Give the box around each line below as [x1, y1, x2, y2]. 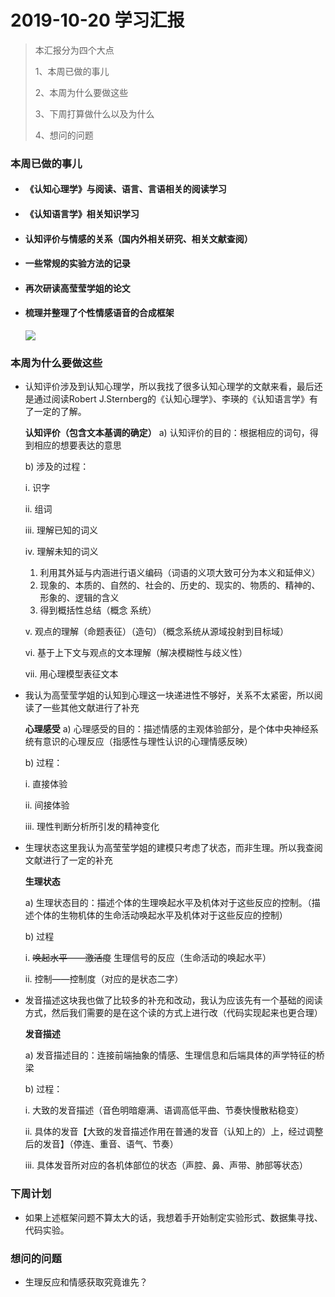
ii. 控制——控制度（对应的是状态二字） [24, 973, 184, 985]
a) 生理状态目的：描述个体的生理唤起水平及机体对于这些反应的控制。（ [24, 897, 312, 909]
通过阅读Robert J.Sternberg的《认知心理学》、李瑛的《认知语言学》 [33, 393, 310, 405]
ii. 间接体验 [24, 799, 70, 811]
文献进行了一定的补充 [24, 854, 113, 866]
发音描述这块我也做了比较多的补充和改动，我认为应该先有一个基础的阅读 [24, 994, 323, 1006]
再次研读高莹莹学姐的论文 [24, 282, 131, 294]
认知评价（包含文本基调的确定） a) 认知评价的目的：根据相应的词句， [24, 427, 310, 439]
